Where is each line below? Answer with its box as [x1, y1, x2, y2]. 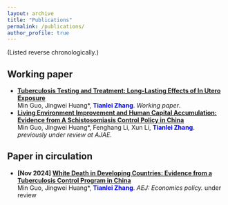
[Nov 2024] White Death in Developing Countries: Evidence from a [17, 168, 213, 177]
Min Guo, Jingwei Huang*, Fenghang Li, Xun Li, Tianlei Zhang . [17, 124, 195, 132]
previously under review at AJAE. [17, 130, 113, 139]
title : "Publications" [7, 17, 73, 23]
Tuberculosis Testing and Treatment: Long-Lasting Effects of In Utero [17, 87, 221, 95]
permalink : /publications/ [7, 23, 85, 30]
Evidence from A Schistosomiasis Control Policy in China [17, 116, 184, 124]
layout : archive [7, 10, 54, 17]
